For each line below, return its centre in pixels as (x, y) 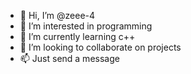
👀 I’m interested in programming (86, 26)
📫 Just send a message (69, 58)
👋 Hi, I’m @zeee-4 (57, 15)
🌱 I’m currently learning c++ (77, 36)
